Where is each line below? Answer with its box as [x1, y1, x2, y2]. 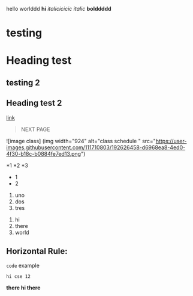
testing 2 [6, 78, 40, 88]
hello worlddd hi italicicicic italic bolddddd [6, 5, 112, 12]
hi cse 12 [6, 274, 31, 280]
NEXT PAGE [20, 126, 50, 133]
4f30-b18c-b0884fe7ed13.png [6, 150, 82, 157]
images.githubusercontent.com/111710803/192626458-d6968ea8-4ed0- [6, 144, 186, 151]
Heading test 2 [6, 98, 62, 108]
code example [6, 262, 40, 270]
